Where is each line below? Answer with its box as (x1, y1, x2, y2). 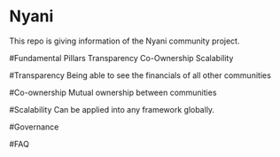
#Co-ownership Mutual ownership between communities (9, 87, 217, 98)
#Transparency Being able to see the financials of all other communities (9, 69, 272, 81)
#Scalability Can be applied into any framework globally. (9, 104, 215, 114)
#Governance (9, 122, 59, 132)
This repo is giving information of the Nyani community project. (9, 35, 240, 46)
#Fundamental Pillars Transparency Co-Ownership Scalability (9, 52, 234, 63)
